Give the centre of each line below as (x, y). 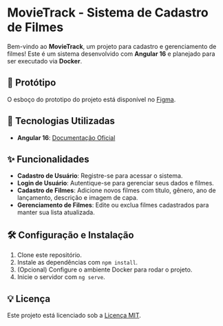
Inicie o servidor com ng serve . (61, 277)
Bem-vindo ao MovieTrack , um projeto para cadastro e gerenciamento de (112, 46)
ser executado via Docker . (45, 61)
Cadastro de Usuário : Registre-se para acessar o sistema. (100, 176)
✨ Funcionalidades (48, 159)
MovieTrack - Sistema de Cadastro (108, 13)
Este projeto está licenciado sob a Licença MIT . (74, 315)
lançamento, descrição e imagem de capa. (77, 198)
